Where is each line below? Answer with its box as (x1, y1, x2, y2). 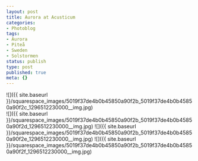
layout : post (6, 8, 39, 15)
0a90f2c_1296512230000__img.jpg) (6, 104, 93, 111)
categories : (6, 20, 36, 26)
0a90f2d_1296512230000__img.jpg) (6, 123, 94, 130)
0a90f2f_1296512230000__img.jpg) (6, 148, 92, 155)
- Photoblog (6, 25, 36, 31)
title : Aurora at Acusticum (6, 14, 76, 20)
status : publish (6, 58, 46, 64)
